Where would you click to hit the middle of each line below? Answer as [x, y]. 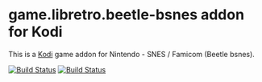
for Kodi [35, 32]
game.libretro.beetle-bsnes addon [126, 15]
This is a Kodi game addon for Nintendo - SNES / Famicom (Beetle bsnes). [132, 54]
